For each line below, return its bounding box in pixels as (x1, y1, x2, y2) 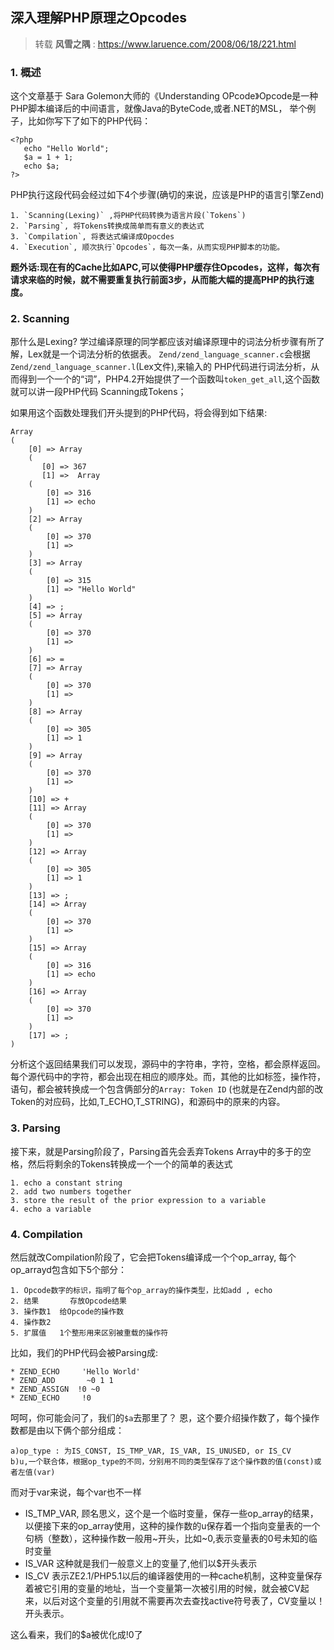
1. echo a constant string (10, 1178, 123, 1188)
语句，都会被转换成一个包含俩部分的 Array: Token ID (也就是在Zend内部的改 (10, 1083, 324, 1095)
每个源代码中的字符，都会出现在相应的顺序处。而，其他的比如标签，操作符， (10, 1071, 326, 1083)
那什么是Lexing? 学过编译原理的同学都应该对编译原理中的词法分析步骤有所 (10, 336, 317, 348)
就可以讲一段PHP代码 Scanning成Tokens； (10, 386, 187, 398)
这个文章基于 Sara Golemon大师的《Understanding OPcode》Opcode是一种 (10, 90, 319, 102)
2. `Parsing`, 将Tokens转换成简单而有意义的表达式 (10, 221, 205, 232)
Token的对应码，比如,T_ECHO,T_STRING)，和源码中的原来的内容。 (10, 1096, 286, 1108)
